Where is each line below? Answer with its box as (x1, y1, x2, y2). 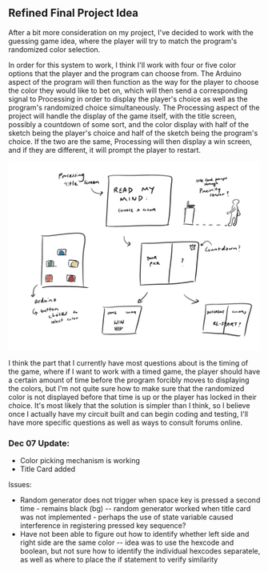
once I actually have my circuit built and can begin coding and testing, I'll (8, 409, 249, 418)
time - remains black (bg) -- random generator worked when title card (19, 504, 251, 514)
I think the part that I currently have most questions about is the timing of (8, 358, 249, 367)
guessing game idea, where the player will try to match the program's (8, 36, 238, 46)
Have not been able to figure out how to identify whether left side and (19, 530, 250, 539)
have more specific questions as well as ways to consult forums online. (8, 418, 243, 427)
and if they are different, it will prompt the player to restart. (8, 145, 202, 154)
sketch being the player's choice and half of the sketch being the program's (8, 128, 258, 138)
